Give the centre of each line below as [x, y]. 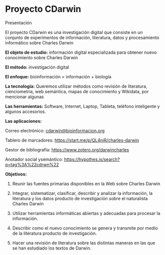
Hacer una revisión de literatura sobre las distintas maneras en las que [83, 243]
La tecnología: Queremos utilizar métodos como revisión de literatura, [76, 86]
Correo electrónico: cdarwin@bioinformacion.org [55, 130]
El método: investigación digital [37, 67]
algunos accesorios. [26, 111]
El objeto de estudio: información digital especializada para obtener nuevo [81, 52]
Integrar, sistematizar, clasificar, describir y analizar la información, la [82, 193]
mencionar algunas [25, 97]
